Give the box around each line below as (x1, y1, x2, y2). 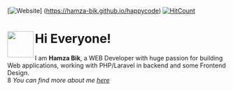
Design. (7, 68, 29, 76)
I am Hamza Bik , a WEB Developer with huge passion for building (34, 53, 223, 62)
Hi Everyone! (34, 31, 112, 47)
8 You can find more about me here (7, 76, 110, 84)
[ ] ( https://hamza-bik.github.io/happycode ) (7, 7, 162, 15)
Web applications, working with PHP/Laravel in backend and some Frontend (7, 61, 226, 69)
